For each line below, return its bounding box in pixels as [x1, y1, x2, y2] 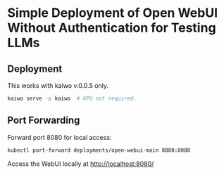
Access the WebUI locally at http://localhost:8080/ [7, 160, 154, 168]
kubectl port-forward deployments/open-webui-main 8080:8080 [7, 146, 191, 154]
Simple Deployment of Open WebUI [7, 5, 218, 21]
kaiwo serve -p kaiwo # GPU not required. [7, 95, 137, 102]
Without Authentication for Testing [7, 20, 216, 36]
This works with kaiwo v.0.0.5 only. [7, 82, 109, 89]
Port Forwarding [7, 115, 80, 127]
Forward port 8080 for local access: [7, 133, 112, 141]
